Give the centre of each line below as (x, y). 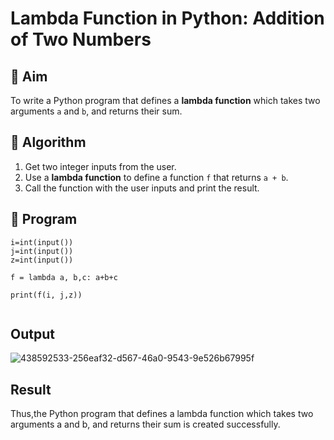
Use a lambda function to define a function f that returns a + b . (156, 177)
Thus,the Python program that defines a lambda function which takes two (162, 414)
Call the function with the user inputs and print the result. (142, 188)
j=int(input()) (42, 251)
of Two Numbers (81, 39)
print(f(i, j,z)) (46, 295)
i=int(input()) (42, 242)
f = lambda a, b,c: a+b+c (64, 277)
